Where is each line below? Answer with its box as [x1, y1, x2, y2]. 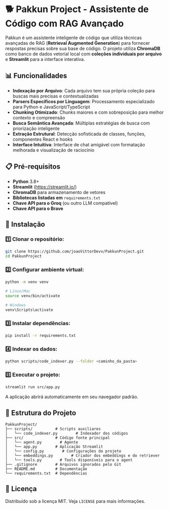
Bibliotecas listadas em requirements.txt [12, 195, 100, 201]
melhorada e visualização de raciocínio [12, 147, 95, 153]
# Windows [5, 302, 26, 307]
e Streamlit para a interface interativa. [5, 56, 85, 62]
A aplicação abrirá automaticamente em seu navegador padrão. [5, 394, 139, 400]
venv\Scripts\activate [5, 307, 53, 312]
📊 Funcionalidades [5, 72, 67, 80]
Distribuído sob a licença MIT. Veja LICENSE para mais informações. [5, 498, 146, 504]
